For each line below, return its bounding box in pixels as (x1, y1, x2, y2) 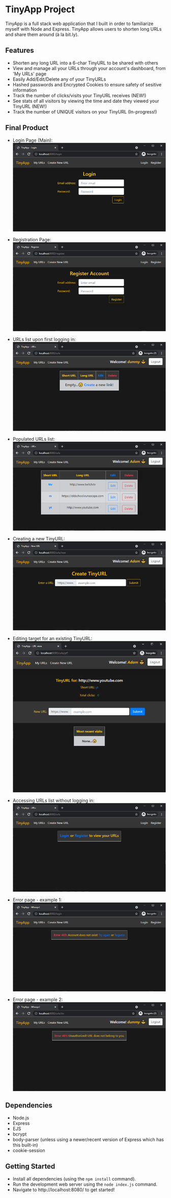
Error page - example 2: (12, 997, 63, 1003)
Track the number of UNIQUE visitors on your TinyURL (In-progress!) (12, 108, 157, 115)
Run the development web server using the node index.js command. (12, 1181, 158, 1187)
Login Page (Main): (12, 137, 53, 143)
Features (5, 46, 34, 55)
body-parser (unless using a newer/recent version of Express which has (12, 1136, 164, 1142)
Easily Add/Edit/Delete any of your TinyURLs (12, 76, 106, 82)
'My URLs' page (12, 71, 47, 77)
